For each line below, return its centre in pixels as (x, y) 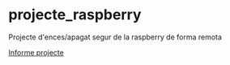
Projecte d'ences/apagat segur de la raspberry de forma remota (115, 37)
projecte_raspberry (75, 15)
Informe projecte (36, 52)
